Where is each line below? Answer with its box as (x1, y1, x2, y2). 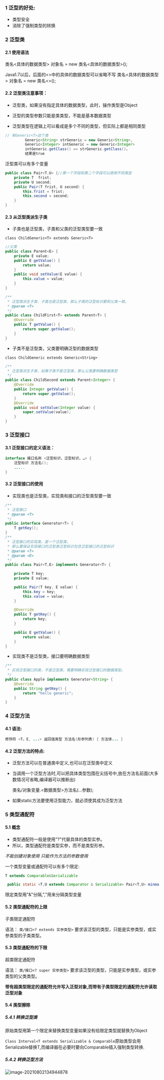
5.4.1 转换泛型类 (5, 1014, 38, 1020)
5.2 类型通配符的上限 (5, 904, 48, 910)
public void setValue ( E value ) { (14, 272, 82, 277)
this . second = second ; (23, 193, 69, 198)
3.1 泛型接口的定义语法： (5, 445, 55, 450)
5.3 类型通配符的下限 (5, 945, 48, 951)
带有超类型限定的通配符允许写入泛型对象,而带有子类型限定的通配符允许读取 (5, 983, 157, 990)
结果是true (25, 151, 45, 156)
